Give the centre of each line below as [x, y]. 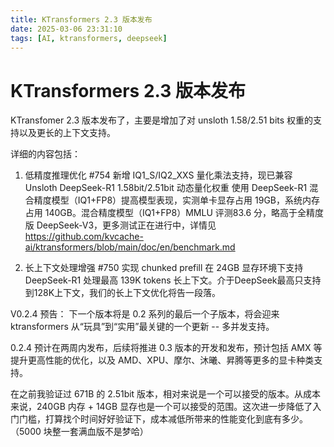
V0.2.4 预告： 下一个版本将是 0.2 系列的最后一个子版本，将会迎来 [145, 314]
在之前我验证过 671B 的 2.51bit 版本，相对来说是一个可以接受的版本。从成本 [166, 394]
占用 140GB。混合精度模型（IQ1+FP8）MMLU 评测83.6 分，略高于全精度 [174, 213]
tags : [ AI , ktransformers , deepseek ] [89, 38]
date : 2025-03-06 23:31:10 [66, 29]
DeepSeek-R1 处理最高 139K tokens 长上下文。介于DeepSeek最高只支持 [173, 280]
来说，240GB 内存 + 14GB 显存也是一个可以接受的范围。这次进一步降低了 [161, 407]
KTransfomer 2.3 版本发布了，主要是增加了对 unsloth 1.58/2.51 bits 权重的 [162, 120]
